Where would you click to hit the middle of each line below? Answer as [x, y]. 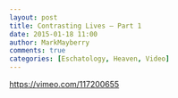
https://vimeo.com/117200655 [64, 84]
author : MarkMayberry [50, 42]
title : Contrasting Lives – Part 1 [76, 26]
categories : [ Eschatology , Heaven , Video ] [89, 59]
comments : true [38, 51]
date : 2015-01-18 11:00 [54, 34]
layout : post [34, 17]
